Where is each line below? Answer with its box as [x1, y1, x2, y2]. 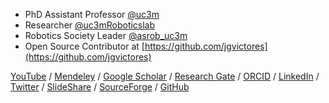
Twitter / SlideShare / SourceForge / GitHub [10, 81, 190, 93]
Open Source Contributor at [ [24, 40, 145, 52]
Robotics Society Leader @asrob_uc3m [24, 30, 188, 41]
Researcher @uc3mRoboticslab [24, 19, 156, 31]
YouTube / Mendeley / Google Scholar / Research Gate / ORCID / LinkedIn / [10, 70, 320, 82]
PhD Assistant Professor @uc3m [24, 9, 160, 20]
